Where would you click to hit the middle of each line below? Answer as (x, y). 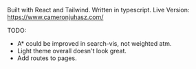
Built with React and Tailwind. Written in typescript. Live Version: (98, 10)
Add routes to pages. (47, 58)
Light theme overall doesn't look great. (72, 51)
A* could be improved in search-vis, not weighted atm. (94, 43)
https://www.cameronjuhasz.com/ (55, 17)
